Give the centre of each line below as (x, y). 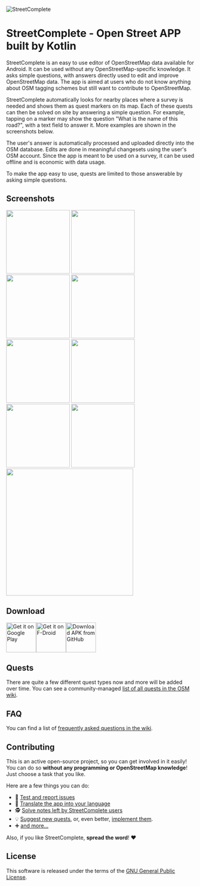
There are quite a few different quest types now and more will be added (94, 682)
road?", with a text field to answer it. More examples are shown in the (91, 125)
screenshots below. (30, 131)
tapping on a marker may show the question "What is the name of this (92, 118)
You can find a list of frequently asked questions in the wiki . (80, 728)
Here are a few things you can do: (48, 786)
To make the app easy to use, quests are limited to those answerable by (95, 173)
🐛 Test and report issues (45, 797)
